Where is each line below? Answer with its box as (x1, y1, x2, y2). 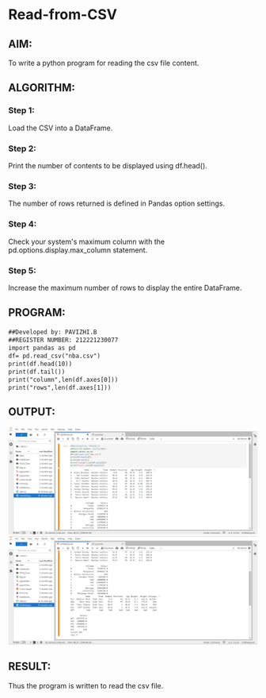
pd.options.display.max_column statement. (8, 245, 148, 255)
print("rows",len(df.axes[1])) (8, 384, 112, 391)
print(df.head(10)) (8, 360, 73, 368)
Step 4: (8, 218, 37, 229)
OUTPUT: (8, 405, 55, 418)
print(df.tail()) (8, 368, 66, 376)
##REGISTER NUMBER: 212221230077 (8, 336, 119, 344)
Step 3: (8, 180, 37, 191)
